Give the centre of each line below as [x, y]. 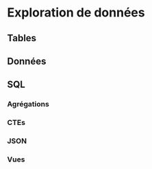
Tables [22, 38]
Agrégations [28, 104]
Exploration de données [76, 13]
